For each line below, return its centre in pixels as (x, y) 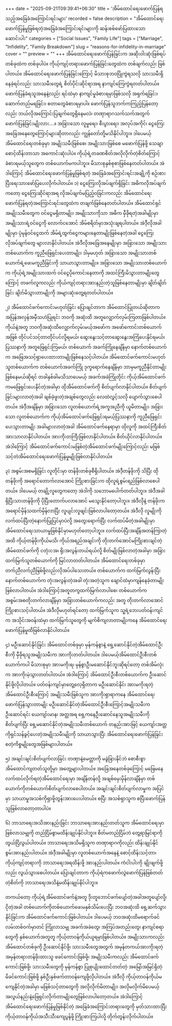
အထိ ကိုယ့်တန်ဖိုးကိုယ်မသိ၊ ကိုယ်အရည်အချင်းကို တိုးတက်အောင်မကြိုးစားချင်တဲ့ (84, 540)
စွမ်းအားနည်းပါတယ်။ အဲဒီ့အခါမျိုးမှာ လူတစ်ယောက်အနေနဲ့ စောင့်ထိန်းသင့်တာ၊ (81, 853)
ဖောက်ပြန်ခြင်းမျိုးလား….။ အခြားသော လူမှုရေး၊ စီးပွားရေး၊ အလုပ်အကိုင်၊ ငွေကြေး (85, 123)
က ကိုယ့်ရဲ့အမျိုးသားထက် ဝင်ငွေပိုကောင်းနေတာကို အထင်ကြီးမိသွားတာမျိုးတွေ (82, 273)
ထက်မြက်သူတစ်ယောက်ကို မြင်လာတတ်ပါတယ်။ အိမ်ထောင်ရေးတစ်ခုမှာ (75, 561)
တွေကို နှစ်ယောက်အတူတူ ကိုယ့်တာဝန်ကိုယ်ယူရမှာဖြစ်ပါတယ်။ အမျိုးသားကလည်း (85, 937)
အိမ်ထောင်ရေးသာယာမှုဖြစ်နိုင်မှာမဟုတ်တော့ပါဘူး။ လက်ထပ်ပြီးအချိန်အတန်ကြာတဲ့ (86, 530)
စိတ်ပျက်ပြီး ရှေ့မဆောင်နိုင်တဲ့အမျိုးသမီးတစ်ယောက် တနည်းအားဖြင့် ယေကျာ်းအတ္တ (86, 724)
